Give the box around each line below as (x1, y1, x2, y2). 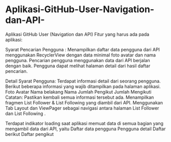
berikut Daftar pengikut (5, 131, 54, 137)
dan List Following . (5, 110, 46, 117)
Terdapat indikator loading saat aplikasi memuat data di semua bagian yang (5, 120, 164, 126)
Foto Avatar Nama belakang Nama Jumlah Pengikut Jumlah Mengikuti (5, 89, 152, 95)
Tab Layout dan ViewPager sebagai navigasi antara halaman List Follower (5, 105, 159, 111)
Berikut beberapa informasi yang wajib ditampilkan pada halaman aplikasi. (5, 83, 161, 90)
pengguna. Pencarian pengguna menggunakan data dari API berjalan (5, 57, 150, 63)
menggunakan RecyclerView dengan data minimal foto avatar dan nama (5, 52, 156, 58)
